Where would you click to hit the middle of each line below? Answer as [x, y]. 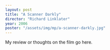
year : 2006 [16, 24]
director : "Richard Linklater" [38, 19]
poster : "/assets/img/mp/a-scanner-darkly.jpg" [55, 28]
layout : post [19, 10]
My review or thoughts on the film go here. [49, 42]
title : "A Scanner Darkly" [33, 14]
